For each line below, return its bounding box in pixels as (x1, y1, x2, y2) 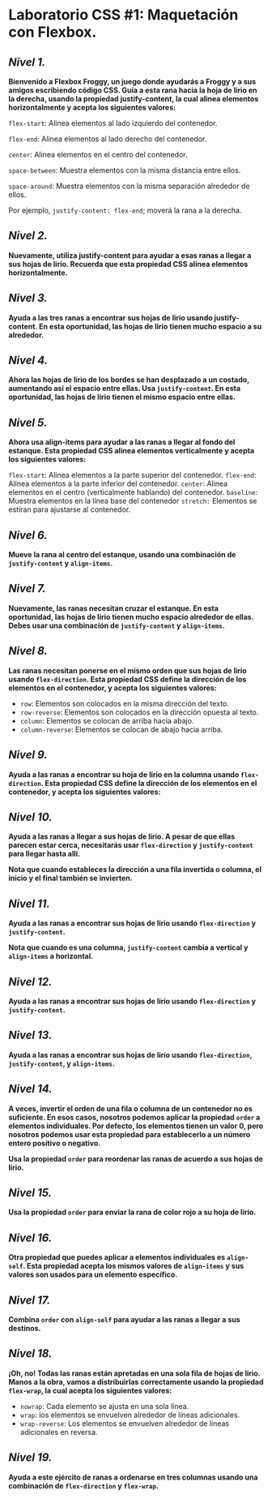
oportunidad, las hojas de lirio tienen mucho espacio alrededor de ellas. (8, 612, 254, 621)
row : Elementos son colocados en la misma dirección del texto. (19, 698, 229, 708)
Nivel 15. (8, 1186, 53, 1200)
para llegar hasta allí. (8, 849, 81, 859)
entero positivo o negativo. (8, 1138, 101, 1148)
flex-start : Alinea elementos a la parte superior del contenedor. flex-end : (8, 470, 257, 480)
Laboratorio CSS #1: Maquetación (8, 6, 239, 24)
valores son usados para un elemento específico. (8, 1269, 178, 1279)
